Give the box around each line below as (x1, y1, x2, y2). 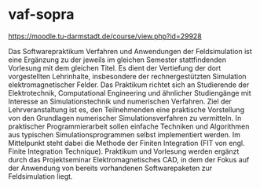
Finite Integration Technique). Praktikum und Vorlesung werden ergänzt (8, 147, 240, 156)
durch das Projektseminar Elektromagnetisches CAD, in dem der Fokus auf (8, 154, 250, 164)
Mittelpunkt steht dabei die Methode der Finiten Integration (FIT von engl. (8, 138, 245, 147)
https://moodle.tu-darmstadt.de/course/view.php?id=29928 (8, 31, 202, 41)
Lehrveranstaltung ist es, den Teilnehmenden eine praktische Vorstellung (8, 104, 245, 114)
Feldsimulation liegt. (8, 171, 73, 181)
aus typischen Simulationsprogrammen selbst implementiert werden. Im (8, 129, 241, 139)
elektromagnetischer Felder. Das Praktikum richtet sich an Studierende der (8, 80, 250, 89)
